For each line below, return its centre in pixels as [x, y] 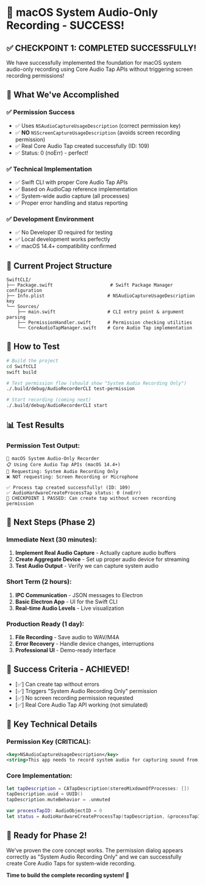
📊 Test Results [35, 425]
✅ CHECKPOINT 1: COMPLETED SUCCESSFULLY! [102, 48]
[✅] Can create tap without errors [57, 684]
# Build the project [33, 361]
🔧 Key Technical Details [52, 725]
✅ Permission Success [41, 112]
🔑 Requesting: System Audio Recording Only [63, 471]
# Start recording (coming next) [49, 400]
